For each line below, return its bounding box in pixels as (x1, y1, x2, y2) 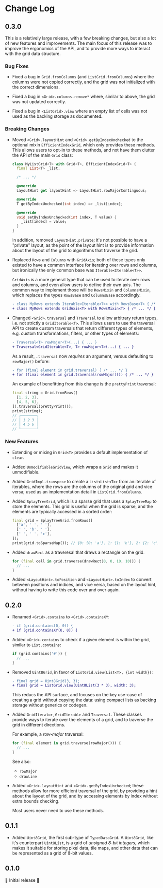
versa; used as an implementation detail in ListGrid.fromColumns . (12, 489, 143, 494)
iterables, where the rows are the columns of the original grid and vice (12, 484, 153, 489)
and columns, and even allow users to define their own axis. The (12, 282, 141, 288)
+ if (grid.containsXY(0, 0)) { (12, 628, 78, 633)
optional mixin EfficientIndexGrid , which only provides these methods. (12, 142, 155, 147)
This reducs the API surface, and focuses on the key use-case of (12, 692, 142, 698)
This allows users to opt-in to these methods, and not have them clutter (12, 147, 155, 153)
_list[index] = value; (21, 219, 67, 224)
